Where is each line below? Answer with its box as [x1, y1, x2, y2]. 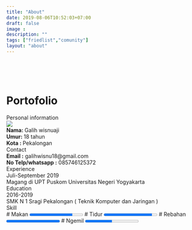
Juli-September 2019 [6, 172, 59, 179]
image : [6, 26, 26, 32]
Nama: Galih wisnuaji [6, 126, 60, 134]
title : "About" [6, 9, 45, 15]
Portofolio [6, 94, 58, 108]
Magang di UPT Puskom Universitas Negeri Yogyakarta [6, 178, 145, 186]
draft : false [6, 20, 40, 26]
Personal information [6, 114, 59, 121]
